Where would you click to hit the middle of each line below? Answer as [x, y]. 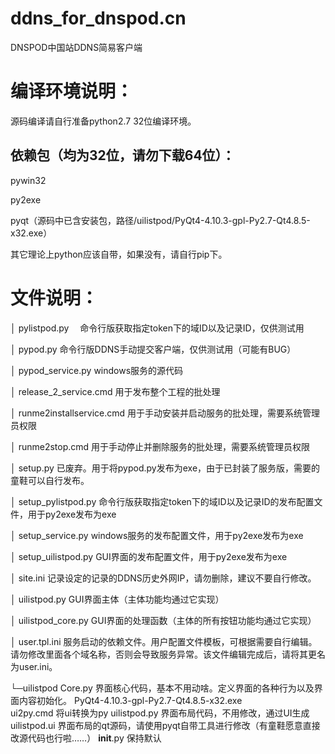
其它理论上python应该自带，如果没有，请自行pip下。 [119, 254]
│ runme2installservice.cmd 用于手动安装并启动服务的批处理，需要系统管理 [165, 413]
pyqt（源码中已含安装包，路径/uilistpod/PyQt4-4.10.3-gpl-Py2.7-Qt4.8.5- [160, 220]
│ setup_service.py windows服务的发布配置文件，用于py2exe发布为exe [157, 535]
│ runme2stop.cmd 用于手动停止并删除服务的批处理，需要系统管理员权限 [160, 446]
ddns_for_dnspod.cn [98, 18]
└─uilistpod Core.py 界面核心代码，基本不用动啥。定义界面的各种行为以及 [162, 688]
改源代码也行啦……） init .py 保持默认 [86, 738]
